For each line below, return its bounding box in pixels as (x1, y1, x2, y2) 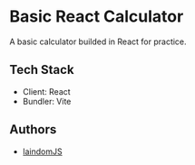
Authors (9, 122, 57, 137)
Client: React (22, 86, 71, 96)
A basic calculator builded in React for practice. (9, 36, 188, 47)
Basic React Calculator (9, 6, 184, 27)
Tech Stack (9, 62, 74, 78)
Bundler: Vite (22, 96, 72, 106)
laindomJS (22, 146, 63, 157)
